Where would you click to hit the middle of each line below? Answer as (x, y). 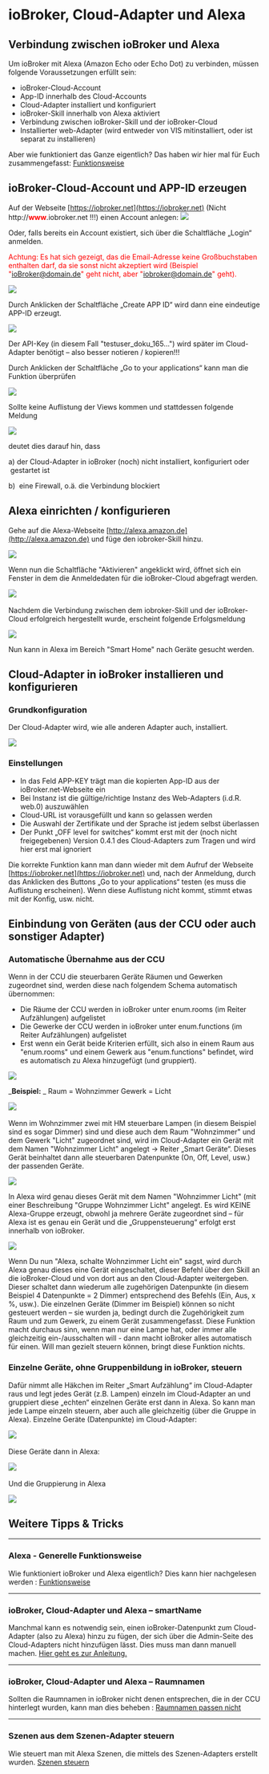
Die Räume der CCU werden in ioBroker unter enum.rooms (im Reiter (133, 1009)
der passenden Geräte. (46, 1166)
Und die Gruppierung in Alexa (57, 1483)
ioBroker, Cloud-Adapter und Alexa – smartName (105, 1610)
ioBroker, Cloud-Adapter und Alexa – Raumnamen (107, 1682)
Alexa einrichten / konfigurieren (89, 511)
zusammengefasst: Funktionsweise (66, 163)
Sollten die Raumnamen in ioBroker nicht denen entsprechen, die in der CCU (134, 1699)
